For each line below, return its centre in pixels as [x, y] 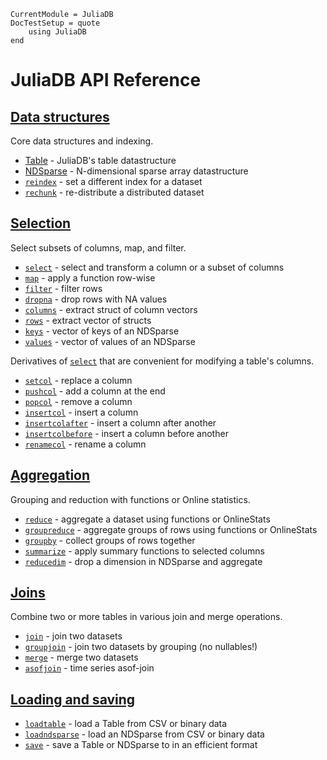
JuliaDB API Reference [106, 80]
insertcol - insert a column [81, 412]
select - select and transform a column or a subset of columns [154, 267]
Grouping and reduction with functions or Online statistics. [130, 499]
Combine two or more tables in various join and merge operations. [146, 617]
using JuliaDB [57, 32]
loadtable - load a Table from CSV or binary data [126, 724]
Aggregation [50, 475]
